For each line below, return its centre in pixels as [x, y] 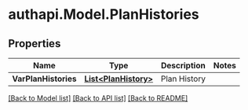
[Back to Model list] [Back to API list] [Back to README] [98, 98]
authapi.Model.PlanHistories [104, 15]
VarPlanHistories [44, 79]
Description [183, 66]
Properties [35, 44]
